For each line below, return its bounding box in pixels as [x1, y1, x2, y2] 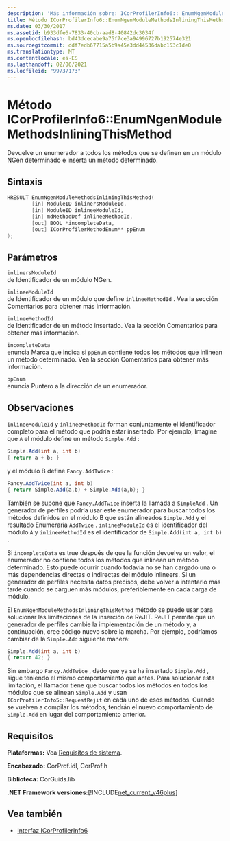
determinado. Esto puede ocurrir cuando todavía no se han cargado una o [7, 563, 216, 571]
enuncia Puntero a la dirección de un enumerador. [7, 382, 149, 390]
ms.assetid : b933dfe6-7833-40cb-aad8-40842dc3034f [7, 29, 155, 36]
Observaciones [7, 402, 74, 414]
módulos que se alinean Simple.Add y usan [7, 689, 127, 697]
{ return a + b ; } [7, 454, 60, 461]
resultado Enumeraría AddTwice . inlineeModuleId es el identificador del [7, 521, 207, 529]
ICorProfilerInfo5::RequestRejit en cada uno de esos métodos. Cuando [7, 696, 215, 704]
